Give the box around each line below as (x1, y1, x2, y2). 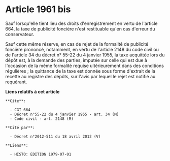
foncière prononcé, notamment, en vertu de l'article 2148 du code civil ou (5, 46, 159, 52)
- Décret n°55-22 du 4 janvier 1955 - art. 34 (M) (10, 112, 119, 117)
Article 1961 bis (5, 4, 71, 15)
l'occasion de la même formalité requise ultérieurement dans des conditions (5, 62, 164, 69)
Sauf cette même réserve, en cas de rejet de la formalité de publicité (5, 41, 149, 47)
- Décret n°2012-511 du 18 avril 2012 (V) (10, 134, 101, 139)
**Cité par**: (5, 125, 36, 130)
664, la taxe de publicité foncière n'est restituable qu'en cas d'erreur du (5, 25, 155, 31)
